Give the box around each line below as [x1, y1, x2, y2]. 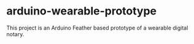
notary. [6, 30, 25, 37]
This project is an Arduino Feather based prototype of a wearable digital [6, 24, 188, 31]
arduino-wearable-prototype [6, 4, 157, 18]
